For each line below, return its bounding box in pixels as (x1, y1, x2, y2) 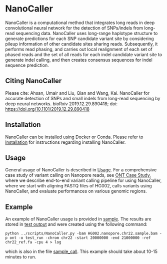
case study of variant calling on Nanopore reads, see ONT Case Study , (5, 172, 151, 178)
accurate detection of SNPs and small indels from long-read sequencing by (5, 95, 160, 101)
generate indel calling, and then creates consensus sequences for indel (5, 57, 152, 63)
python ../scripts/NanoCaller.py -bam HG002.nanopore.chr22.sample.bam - (5, 231, 162, 236)
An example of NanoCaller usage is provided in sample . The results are (5, 216, 151, 222)
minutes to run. (5, 254, 36, 260)
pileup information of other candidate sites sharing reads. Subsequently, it (5, 41, 158, 47)
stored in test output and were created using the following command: (5, 221, 147, 227)
